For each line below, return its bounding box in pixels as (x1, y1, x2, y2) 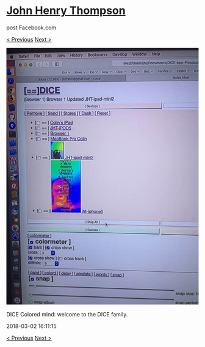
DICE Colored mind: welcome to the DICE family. (6, 310, 128, 318)
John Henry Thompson (6, 4, 126, 18)
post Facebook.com (6, 24, 57, 31)
